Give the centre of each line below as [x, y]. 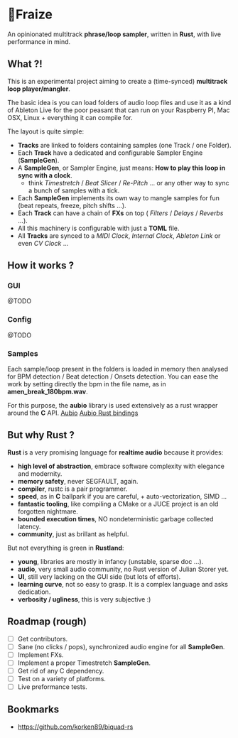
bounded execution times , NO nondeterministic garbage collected [115, 519]
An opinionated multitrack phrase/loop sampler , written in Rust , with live [114, 34]
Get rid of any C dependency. [61, 671]
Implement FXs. [40, 655]
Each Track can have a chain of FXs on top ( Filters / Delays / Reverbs [120, 213]
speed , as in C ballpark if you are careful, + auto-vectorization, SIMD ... [122, 496]
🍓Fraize [30, 15]
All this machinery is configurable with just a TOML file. [98, 228]
